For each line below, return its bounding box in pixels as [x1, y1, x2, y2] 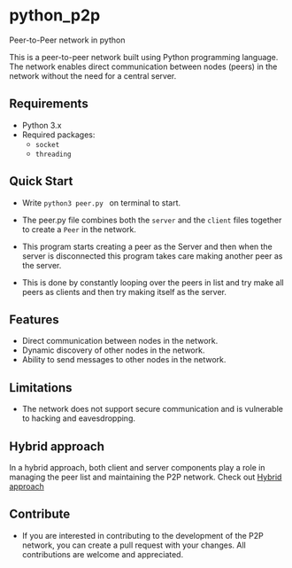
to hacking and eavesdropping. [21, 413, 135, 424]
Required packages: [21, 129, 96, 140]
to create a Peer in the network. [21, 223, 137, 235]
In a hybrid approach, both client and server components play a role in [9, 463, 265, 472]
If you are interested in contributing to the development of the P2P [21, 530, 264, 541]
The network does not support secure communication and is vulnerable [21, 404, 283, 415]
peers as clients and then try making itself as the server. [21, 286, 227, 297]
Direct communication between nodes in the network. [21, 336, 219, 346]
